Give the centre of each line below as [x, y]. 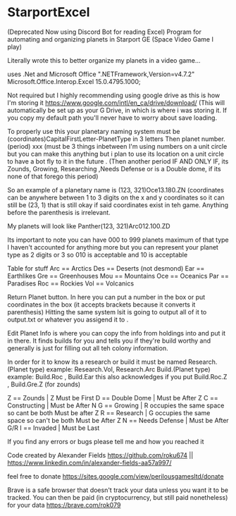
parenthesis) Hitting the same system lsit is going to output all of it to [107, 312]
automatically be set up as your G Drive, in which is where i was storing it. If [117, 110]
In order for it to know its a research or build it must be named [97, 362]
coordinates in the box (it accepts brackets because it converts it [101, 305]
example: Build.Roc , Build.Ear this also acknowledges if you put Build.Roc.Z [117, 376]
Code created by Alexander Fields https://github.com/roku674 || [100, 455]
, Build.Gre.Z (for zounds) [44, 384]
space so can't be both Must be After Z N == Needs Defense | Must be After [118, 420]
